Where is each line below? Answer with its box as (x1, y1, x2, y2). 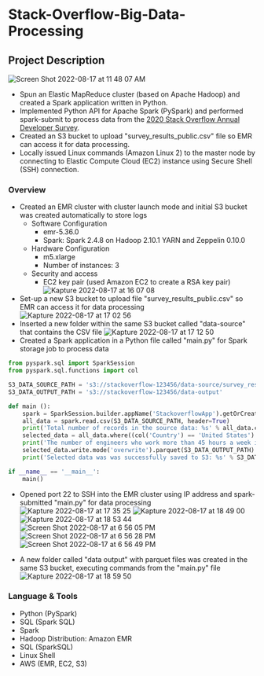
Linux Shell (19, 650, 56, 659)
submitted (19, 498, 53, 507)
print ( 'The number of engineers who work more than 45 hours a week (22, 439, 251, 447)
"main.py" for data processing (53, 498, 152, 507)
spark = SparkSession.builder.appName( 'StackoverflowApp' (22, 410, 216, 417)
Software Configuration (31, 219, 108, 229)
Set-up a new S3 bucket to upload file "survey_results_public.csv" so (19, 294, 244, 303)
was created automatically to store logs (19, 211, 148, 220)
